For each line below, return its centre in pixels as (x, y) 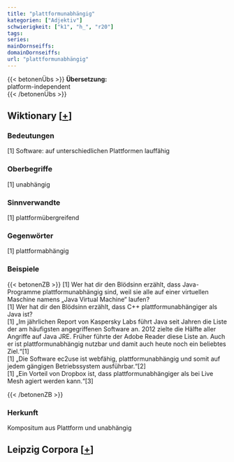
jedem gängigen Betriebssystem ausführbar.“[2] (77, 366)
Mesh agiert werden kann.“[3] (50, 381)
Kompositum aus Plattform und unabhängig (70, 428)
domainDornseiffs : (34, 53)
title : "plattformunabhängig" (51, 14)
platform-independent (39, 86)
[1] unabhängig (29, 184)
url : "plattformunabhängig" (48, 59)
